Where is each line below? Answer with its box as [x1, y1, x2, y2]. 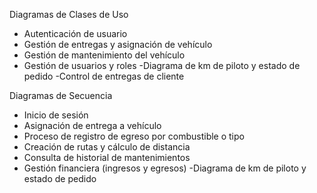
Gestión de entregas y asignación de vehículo [23, 39, 213, 50]
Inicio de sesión [23, 109, 89, 121]
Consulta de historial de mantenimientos [23, 152, 191, 163]
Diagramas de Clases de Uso [9, 9, 129, 20]
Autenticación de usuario [23, 28, 128, 39]
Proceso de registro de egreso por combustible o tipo [23, 130, 245, 142]
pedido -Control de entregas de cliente [23, 70, 185, 82]
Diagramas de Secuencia [9, 90, 113, 101]
